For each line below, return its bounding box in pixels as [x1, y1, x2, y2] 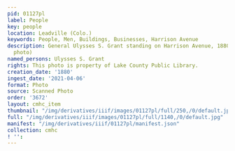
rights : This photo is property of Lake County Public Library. [7, 62, 199, 69]
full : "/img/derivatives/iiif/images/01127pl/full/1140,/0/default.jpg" [7, 113, 224, 120]
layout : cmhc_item [7, 101, 61, 108]
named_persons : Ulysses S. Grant [7, 56, 105, 63]
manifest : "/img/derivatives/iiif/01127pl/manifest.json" [7, 120, 180, 127]
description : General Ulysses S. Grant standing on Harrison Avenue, [7, 42, 215, 49]
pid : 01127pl [7, 10, 45, 17]
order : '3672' [7, 95, 49, 102]
